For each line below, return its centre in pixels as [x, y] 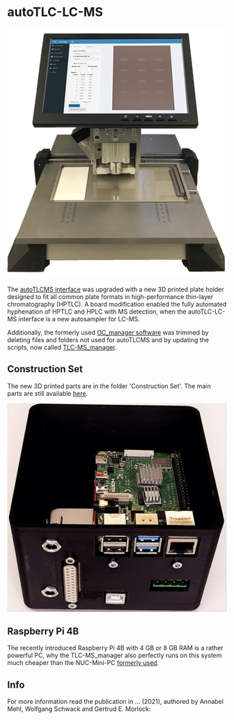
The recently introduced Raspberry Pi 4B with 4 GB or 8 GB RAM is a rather [115, 648]
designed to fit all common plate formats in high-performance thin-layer [110, 296]
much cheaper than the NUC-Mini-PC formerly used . [83, 663]
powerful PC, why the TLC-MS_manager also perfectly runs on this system [115, 655]
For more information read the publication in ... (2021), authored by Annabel [116, 702]
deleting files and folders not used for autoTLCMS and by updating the [108, 339]
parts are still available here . [48, 393]
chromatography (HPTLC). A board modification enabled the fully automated [117, 304]
